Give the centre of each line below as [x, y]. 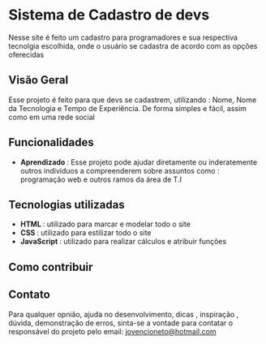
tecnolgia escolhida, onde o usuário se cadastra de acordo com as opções [133, 45]
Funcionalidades [51, 142]
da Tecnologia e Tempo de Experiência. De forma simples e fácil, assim [128, 108]
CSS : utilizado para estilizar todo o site [86, 233]
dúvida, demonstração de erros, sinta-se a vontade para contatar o [121, 323]
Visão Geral [39, 80]
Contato [29, 295]
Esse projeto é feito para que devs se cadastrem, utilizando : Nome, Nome [133, 100]
